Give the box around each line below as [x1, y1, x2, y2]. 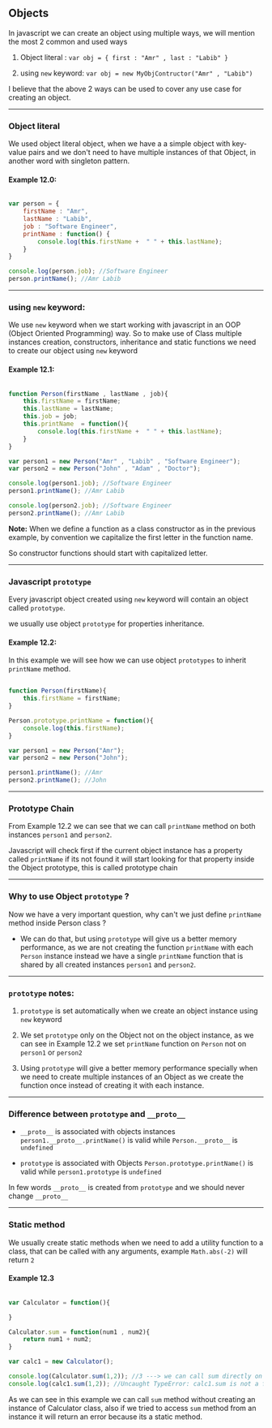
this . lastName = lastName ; [23, 405, 114, 413]
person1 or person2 [19, 1047, 83, 1057]
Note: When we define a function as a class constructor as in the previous [8, 524, 257, 533]
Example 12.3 [8, 1274, 55, 1283]
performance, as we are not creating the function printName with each [19, 942, 253, 952]
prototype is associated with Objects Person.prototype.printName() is [19, 1158, 253, 1168]
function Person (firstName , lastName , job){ [8, 390, 168, 398]
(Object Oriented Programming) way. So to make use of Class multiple [8, 329, 243, 339]
